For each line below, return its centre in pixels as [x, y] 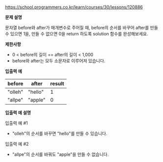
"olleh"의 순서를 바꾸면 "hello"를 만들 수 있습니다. [60, 134]
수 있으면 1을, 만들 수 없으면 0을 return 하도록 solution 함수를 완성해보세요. [77, 34]
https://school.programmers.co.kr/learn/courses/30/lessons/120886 [74, 7]
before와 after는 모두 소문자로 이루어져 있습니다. [59, 61]
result [57, 84]
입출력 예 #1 [16, 123]
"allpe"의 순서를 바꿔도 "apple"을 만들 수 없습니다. [60, 154]
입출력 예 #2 [17, 144]
